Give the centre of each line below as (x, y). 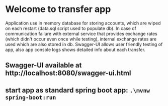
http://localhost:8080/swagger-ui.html (68, 73)
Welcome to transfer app (58, 9)
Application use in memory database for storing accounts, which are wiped (83, 23)
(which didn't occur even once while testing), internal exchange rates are (81, 39)
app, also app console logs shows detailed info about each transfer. (75, 49)
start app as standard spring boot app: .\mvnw (77, 90)
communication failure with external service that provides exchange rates (81, 33)
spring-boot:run (31, 97)
